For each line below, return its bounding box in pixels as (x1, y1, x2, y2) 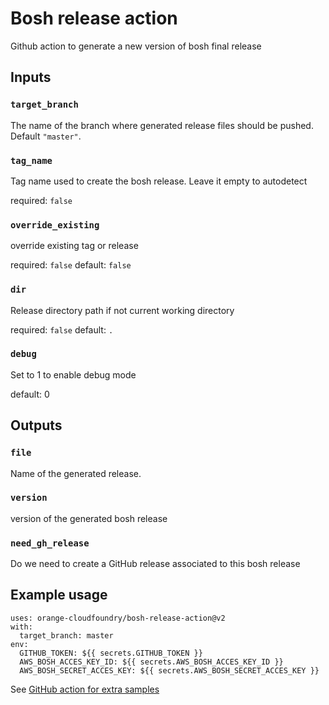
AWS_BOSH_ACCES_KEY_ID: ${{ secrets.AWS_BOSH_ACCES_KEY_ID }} (19, 657, 284, 667)
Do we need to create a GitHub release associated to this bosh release (10, 558, 301, 570)
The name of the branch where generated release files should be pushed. (10, 119, 314, 131)
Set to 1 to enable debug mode (10, 368, 137, 381)
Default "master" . (10, 130, 82, 142)
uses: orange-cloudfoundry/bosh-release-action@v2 (10, 613, 226, 623)
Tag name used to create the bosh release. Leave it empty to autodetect (10, 175, 308, 187)
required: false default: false (10, 259, 132, 271)
